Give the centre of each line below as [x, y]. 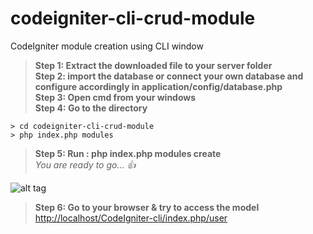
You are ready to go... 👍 [85, 164]
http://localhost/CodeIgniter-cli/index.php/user [131, 218]
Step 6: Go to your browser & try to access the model [147, 207]
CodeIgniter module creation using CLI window [107, 46]
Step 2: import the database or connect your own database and [169, 76]
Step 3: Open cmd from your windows [115, 97]
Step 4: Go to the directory [91, 108]
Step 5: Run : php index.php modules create [128, 153]
